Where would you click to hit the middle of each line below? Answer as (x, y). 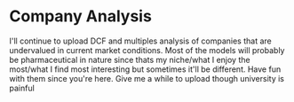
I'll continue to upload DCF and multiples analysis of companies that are (141, 41)
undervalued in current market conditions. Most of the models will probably (147, 50)
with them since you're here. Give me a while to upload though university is (147, 78)
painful (22, 88)
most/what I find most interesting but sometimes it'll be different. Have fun (145, 69)
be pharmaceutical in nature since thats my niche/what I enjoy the (130, 59)
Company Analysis (81, 16)
